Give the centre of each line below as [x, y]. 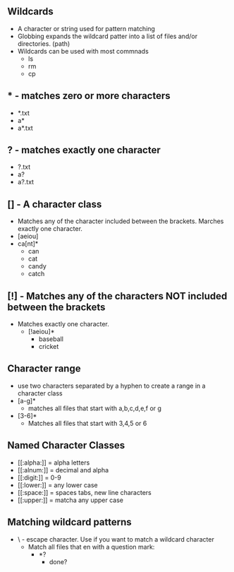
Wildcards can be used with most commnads [83, 51]
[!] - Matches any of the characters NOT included [117, 296]
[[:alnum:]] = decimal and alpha [63, 470]
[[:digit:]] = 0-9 [39, 477]
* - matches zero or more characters [89, 96]
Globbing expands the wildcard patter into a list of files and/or [107, 36]
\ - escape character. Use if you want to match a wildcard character [116, 539]
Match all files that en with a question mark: [91, 547]
